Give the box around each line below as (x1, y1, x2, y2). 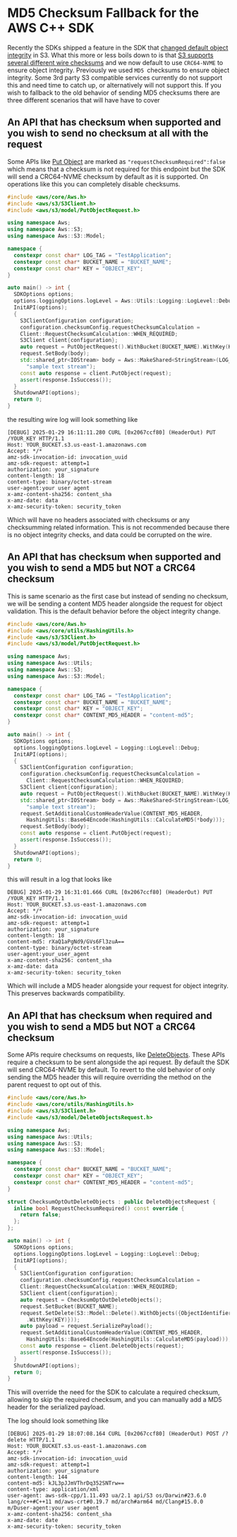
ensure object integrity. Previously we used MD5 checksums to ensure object (7, 66, 230, 74)
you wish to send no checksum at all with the (7, 127, 209, 139)
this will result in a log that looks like (7, 875, 112, 884)
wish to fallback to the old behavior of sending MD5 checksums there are (7, 88, 221, 97)
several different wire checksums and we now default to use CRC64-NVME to (7, 58, 224, 66)
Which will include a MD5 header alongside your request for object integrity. (7, 982, 229, 990)
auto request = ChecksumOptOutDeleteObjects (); (20, 1296, 162, 1303)
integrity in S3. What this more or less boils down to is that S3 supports (7, 51, 214, 59)
